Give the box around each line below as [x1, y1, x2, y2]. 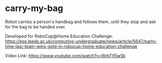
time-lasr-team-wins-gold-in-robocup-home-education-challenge [5, 43, 137, 49]
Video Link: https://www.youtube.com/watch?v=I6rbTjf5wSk [5, 52, 126, 58]
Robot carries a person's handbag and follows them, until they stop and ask [5, 19, 156, 25]
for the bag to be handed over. [5, 24, 66, 29]
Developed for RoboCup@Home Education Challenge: [5, 33, 113, 39]
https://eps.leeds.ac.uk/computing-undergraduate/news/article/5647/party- [5, 38, 158, 44]
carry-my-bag [5, 3, 64, 14]
